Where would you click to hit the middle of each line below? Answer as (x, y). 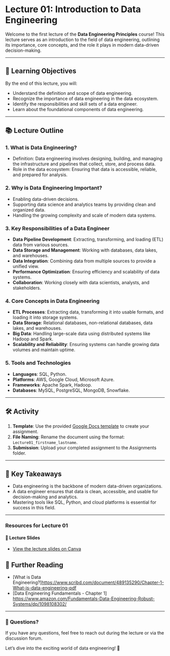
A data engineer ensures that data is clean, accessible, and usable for (85, 492)
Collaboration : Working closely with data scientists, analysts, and (81, 283)
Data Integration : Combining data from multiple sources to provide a (84, 261)
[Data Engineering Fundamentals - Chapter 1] (60, 593)
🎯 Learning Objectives (41, 71)
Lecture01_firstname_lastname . (45, 442)
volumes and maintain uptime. (44, 350)
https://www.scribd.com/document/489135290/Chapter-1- (103, 582)
